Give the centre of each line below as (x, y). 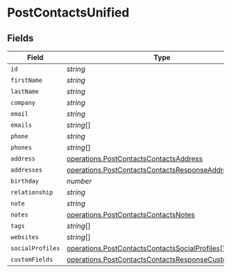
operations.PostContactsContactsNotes (131, 215)
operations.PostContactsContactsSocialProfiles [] (146, 248)
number (79, 181)
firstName (26, 80)
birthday (25, 181)
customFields (32, 260)
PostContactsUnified (68, 13)
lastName (25, 91)
